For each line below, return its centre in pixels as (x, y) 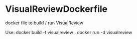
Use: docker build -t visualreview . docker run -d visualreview (69, 32)
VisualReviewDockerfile (56, 9)
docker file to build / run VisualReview (44, 23)
